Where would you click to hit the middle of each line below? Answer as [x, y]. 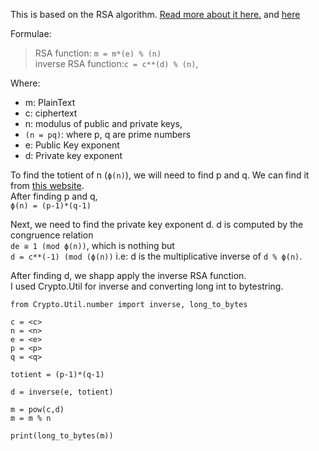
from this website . [47, 185]
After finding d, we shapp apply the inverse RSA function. [128, 275]
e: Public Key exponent [72, 145]
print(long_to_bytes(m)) [62, 436]
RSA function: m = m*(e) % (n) [98, 53]
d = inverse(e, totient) [62, 392]
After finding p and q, [54, 196]
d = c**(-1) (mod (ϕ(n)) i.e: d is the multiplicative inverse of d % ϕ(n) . [156, 256]
